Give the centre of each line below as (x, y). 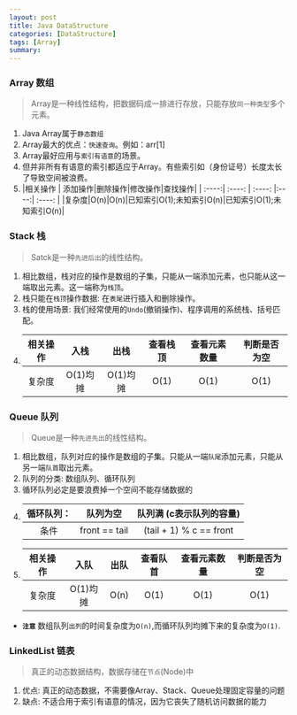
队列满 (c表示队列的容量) (188, 514)
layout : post (33, 17)
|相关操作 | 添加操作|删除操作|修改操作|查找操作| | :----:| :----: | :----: (147, 189)
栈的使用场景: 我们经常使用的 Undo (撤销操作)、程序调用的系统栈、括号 (147, 309)
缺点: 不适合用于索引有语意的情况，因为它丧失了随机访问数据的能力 (144, 702)
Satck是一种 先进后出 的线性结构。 (89, 257)
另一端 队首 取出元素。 (60, 468)
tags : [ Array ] (35, 42)
